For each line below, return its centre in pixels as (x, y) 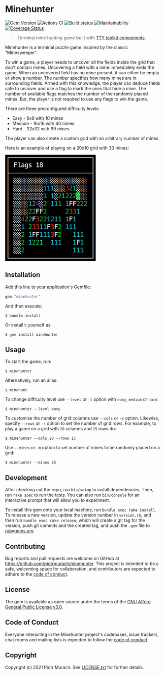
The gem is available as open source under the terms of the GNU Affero (78, 601)
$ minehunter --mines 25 (31, 463)
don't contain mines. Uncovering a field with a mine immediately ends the (80, 67)
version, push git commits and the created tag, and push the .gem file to (78, 525)
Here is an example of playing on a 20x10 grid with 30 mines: (67, 148)
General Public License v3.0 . (34, 607)
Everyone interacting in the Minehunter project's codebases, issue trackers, (82, 634)
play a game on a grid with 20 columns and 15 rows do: (61, 429)
